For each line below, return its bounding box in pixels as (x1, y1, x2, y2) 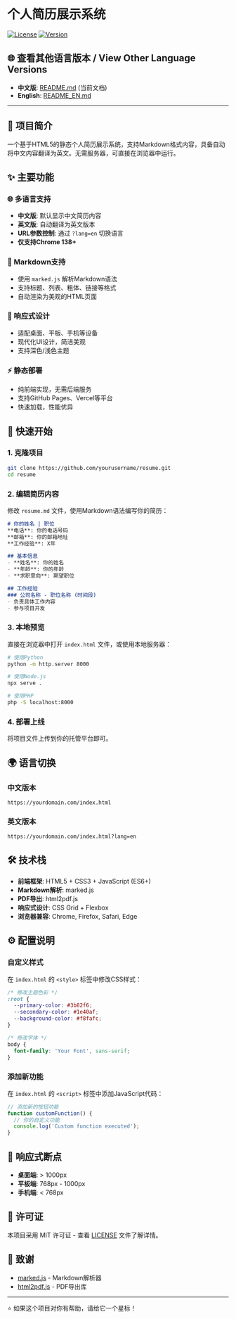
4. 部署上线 (7, 717, 45, 727)
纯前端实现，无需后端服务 (17, 385, 92, 394)
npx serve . (7, 680, 42, 687)
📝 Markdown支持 (7, 257, 66, 267)
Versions (7, 64, 48, 76)
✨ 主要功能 (7, 171, 55, 183)
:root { (7, 995, 30, 1002)
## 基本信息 (7, 553, 39, 560)
